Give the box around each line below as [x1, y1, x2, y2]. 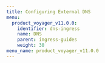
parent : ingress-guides [17, 37, 78, 43]
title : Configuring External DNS [6, 8, 91, 15]
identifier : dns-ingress [17, 25, 80, 32]
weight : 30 [17, 43, 45, 49]
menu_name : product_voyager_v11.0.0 [6, 48, 99, 54]
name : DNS [17, 31, 42, 37]
